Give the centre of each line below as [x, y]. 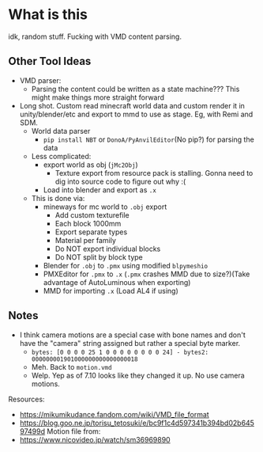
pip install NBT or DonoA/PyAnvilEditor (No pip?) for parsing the [148, 139]
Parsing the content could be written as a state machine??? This [135, 89]
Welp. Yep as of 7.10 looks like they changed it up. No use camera [138, 375]
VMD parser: [40, 80]
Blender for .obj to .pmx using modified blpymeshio [125, 265]
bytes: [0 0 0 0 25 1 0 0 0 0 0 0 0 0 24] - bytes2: [120, 352]
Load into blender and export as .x [100, 190]
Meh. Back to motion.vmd [71, 367]
